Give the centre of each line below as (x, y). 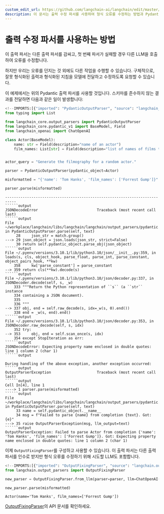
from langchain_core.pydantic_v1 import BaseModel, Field (65, 127)
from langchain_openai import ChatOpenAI (48, 131)
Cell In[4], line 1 (25, 385)
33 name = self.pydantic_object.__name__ (59, 411)
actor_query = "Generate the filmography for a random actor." (71, 162)
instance (14, 291)
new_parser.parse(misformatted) (38, 488)
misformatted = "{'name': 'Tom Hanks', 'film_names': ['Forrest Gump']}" (82, 180)
